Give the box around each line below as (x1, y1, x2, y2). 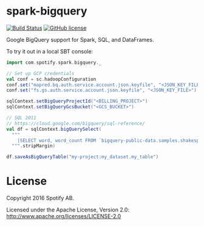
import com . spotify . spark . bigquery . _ (6, 59, 102, 65)
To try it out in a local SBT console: (6, 47, 93, 55)
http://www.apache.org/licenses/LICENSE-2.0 (6, 213, 121, 220)
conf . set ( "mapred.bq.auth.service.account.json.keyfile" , (6, 82, 156, 88)
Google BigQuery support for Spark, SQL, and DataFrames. (6, 36, 154, 43)
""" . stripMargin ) (12, 143, 56, 149)
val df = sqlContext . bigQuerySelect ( (6, 126, 102, 132)
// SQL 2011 (6, 115, 36, 121)
